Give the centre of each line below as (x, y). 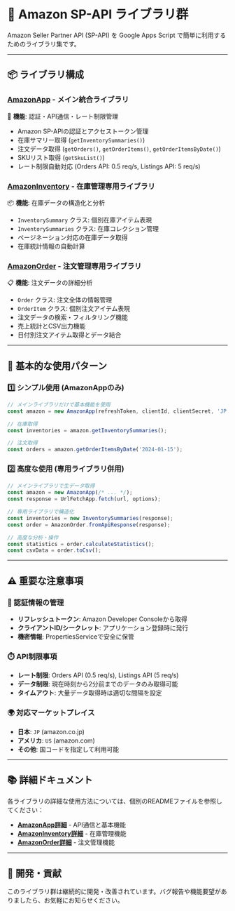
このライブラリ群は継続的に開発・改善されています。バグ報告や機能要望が (114, 891)
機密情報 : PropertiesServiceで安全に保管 (76, 637)
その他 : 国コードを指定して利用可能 (68, 749)
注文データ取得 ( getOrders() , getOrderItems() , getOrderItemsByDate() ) (119, 149)
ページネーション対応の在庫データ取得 (72, 237)
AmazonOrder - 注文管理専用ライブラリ (74, 266)
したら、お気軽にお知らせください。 (71, 900)
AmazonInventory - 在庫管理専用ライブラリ (81, 186)
